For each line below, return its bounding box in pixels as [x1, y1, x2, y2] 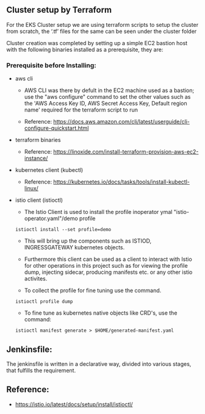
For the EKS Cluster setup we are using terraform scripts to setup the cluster [6, 21, 199, 28]
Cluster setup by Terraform [6, 5, 112, 15]
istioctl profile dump [15, 299, 73, 305]
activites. [24, 275, 48, 282]
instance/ [24, 155, 48, 162]
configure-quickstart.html [24, 124, 89, 132]
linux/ [24, 185, 38, 192]
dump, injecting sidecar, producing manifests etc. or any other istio [24, 268, 193, 276]
